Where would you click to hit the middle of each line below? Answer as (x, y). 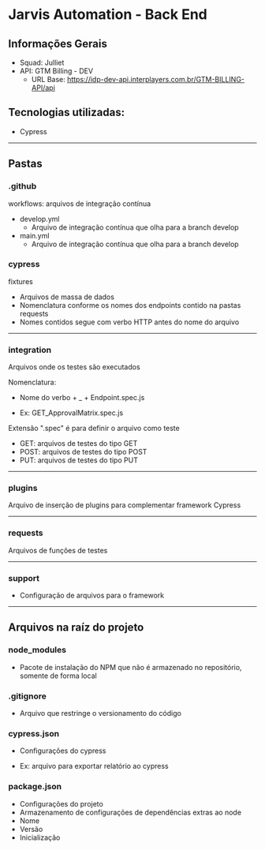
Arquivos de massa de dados (67, 297)
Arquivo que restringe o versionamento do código (100, 713)
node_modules (37, 650)
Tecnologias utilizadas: (66, 112)
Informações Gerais (58, 44)
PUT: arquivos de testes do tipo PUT (78, 460)
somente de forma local (58, 676)
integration (30, 350)
